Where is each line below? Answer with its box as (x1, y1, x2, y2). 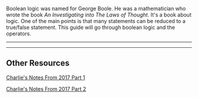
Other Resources (6, 58, 70, 68)
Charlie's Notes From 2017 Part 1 (6, 74, 85, 81)
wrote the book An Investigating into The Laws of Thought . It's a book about (6, 11, 192, 18)
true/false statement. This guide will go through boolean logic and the (6, 24, 176, 31)
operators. (6, 30, 31, 37)
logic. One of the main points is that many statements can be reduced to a (6, 18, 186, 24)
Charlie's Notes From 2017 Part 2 (6, 85, 87, 92)
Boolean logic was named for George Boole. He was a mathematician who (6, 5, 186, 12)
